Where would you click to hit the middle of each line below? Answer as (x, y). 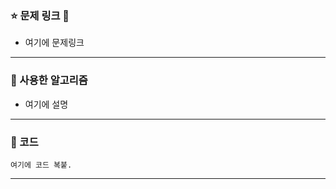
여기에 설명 (46, 104)
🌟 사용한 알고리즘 (49, 80)
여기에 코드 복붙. (41, 165)
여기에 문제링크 (54, 43)
